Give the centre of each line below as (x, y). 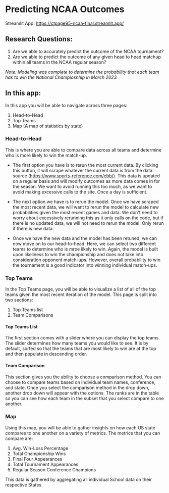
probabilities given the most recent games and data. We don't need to (85, 212)
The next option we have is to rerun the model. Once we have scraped (86, 202)
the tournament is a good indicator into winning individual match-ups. (85, 265)
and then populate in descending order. (46, 354)
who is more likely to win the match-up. (46, 155)
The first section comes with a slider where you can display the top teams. (82, 338)
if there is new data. (33, 228)
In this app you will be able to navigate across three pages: (66, 105)
